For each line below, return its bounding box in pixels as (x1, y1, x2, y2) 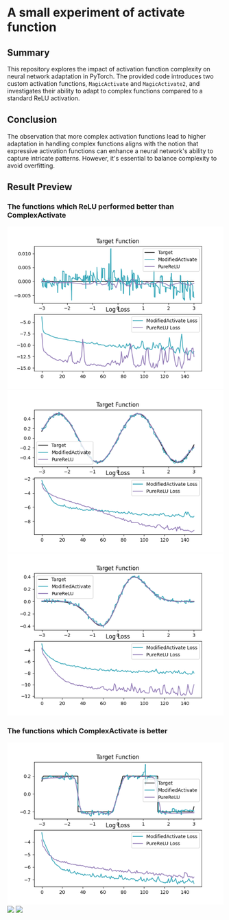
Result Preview (7, 181, 73, 193)
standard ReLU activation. (7, 94, 80, 102)
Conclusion (7, 114, 58, 126)
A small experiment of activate (7, 5, 185, 21)
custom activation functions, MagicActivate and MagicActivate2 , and (7, 80, 200, 87)
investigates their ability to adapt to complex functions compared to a (7, 87, 204, 95)
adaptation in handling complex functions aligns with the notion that (7, 139, 199, 148)
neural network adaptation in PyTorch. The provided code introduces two (7, 72, 214, 80)
